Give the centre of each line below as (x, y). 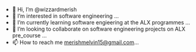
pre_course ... (29, 35)
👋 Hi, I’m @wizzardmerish (45, 9)
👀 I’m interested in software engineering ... (65, 16)
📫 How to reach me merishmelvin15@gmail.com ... (75, 42)
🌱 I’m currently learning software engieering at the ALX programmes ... (101, 22)
